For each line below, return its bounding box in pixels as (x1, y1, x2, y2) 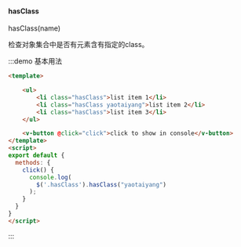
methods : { (15, 158, 51, 166)
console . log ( (28, 173, 72, 181)
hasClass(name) (8, 24, 61, 33)
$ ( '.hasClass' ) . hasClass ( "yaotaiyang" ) (36, 180, 167, 188)
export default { (8, 151, 65, 160)
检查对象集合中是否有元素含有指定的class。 (8, 40, 149, 49)
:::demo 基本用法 (8, 56, 63, 66)
